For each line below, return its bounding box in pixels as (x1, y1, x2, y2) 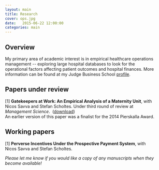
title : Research (5, 12, 38, 16)
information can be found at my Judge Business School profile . (5, 71, 130, 77)
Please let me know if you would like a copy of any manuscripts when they (5, 155, 154, 161)
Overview (5, 43, 35, 51)
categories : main (5, 25, 40, 30)
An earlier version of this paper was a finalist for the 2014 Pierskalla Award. (5, 113, 155, 119)
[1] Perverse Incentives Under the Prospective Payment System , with (5, 140, 146, 146)
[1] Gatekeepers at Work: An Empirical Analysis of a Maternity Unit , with (5, 98, 152, 104)
